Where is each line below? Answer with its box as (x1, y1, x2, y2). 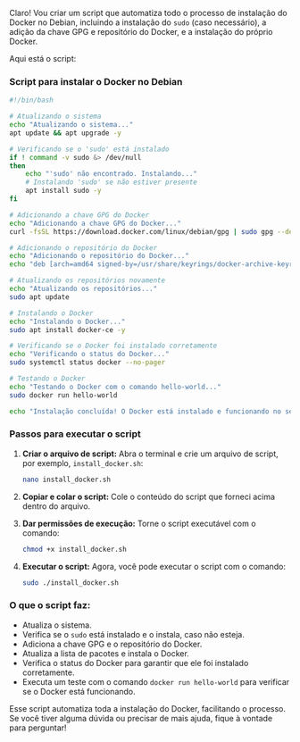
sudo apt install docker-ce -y (9, 325, 126, 334)
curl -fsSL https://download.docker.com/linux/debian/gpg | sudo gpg (9, 227, 274, 236)
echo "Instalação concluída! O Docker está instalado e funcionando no (9, 406, 281, 416)
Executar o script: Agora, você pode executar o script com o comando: (21, 561, 287, 571)
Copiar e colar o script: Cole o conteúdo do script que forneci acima (21, 491, 275, 502)
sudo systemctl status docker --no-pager (9, 358, 166, 367)
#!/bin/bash (9, 96, 54, 105)
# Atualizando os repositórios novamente (9, 276, 166, 285)
